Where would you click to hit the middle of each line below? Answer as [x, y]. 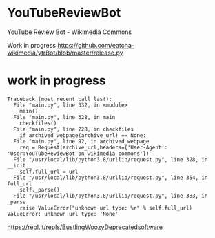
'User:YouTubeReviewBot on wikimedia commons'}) [78, 154]
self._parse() [40, 190]
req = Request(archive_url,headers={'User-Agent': [94, 147]
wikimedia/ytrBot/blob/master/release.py [65, 53]
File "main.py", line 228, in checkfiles [74, 129]
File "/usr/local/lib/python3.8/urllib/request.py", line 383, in [111, 196]
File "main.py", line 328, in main [64, 117]
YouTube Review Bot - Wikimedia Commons [70, 32]
